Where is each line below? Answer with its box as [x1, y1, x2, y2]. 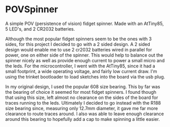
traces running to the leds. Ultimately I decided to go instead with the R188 [5, 99, 161, 106]
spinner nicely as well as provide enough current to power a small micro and [5, 57, 165, 63]
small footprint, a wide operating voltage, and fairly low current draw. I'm [5, 68, 157, 74]
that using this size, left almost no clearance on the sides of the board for [5, 94, 158, 100]
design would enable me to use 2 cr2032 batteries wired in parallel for [5, 46, 152, 53]
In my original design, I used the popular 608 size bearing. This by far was [5, 83, 160, 90]
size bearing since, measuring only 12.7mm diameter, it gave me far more [5, 105, 158, 111]
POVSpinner [5, 4, 58, 15]
